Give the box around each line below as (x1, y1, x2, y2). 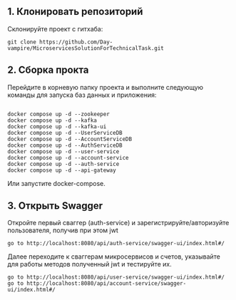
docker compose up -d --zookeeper (7, 110, 111, 118)
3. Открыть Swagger (7, 200, 103, 212)
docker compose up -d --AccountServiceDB (7, 135, 133, 143)
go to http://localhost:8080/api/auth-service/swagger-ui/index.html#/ (7, 240, 225, 247)
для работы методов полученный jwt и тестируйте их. (7, 260, 173, 269)
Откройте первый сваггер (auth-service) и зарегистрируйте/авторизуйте (7, 219, 230, 227)
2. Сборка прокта (7, 64, 89, 76)
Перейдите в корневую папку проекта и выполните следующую (7, 83, 204, 91)
